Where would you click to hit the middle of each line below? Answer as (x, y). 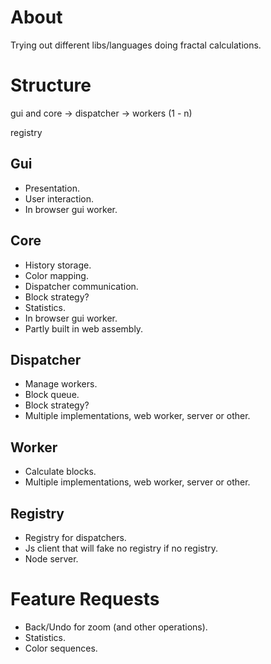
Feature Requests (85, 599)
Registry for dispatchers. (75, 537)
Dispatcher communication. (81, 286)
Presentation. (52, 188)
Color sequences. (61, 648)
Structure (51, 85)
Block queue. (52, 395)
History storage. (58, 265)
